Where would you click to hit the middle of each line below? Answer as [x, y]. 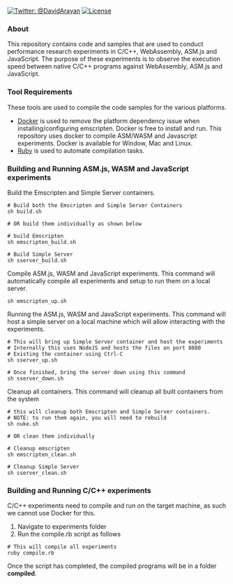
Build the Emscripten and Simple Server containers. [81, 192]
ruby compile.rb [31, 553]
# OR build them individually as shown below [74, 224]
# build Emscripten [36, 236]
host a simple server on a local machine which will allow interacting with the [116, 321]
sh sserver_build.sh [37, 260]
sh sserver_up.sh [32, 360]
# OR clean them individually [51, 436]
